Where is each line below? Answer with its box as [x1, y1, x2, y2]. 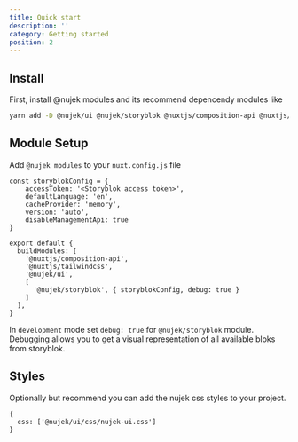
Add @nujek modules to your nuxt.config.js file [9, 159, 182, 170]
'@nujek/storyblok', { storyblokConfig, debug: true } [32, 285, 240, 294]
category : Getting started [9, 29, 109, 38]
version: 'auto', [25, 208, 90, 217]
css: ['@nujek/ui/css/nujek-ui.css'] [17, 417, 157, 426]
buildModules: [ [17, 246, 77, 256]
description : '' [9, 21, 69, 30]
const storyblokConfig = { [9, 177, 109, 185]
